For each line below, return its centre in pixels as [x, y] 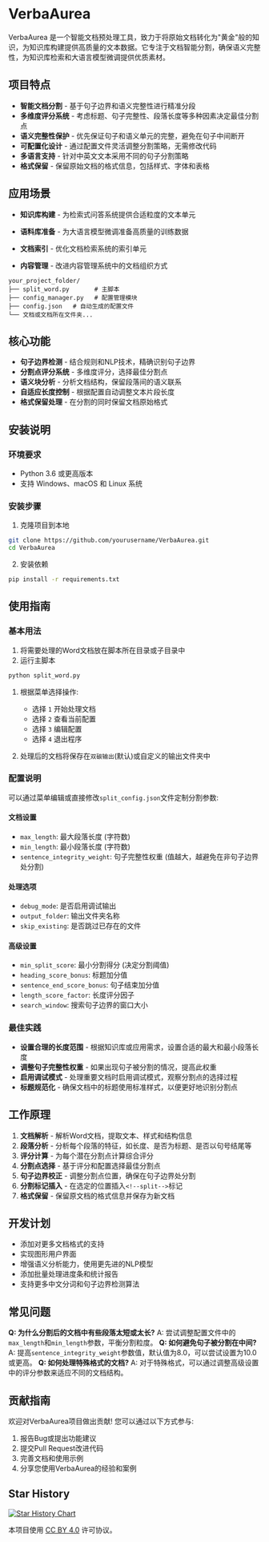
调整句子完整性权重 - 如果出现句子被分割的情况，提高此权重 [118, 1067]
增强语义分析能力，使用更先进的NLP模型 [86, 1264]
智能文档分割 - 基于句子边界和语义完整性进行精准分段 [108, 106]
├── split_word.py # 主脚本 [64, 289]
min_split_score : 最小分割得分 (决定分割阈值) [94, 965]
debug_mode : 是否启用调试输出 [68, 906]
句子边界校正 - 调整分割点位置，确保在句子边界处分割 [108, 1176]
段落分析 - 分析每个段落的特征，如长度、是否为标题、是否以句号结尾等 [136, 1145]
